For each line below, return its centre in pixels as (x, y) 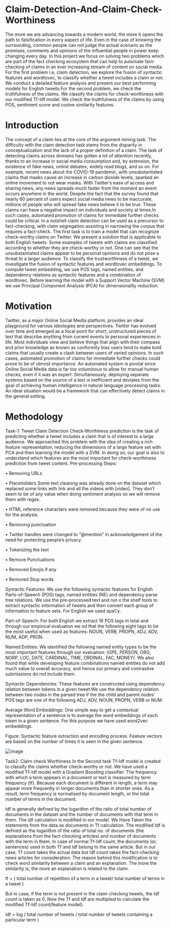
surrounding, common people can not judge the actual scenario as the (79, 45)
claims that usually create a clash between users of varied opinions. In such (84, 353)
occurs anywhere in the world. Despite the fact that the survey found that (82, 193)
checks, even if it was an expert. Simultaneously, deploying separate (77, 374)
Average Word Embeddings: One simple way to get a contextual (72, 710)
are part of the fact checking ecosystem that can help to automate (74, 61)
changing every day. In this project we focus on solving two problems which (85, 56)
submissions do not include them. (41, 674)
